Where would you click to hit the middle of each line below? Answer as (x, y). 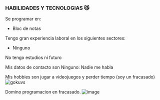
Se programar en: (23, 19)
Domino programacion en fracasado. (43, 92)
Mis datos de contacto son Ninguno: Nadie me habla (59, 67)
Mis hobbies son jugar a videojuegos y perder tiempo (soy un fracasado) (80, 77)
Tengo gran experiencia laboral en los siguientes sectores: (65, 38)
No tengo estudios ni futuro (33, 57)
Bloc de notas (26, 28)
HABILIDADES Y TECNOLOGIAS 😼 (47, 8)
